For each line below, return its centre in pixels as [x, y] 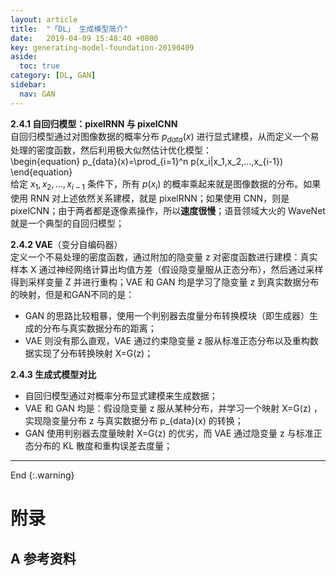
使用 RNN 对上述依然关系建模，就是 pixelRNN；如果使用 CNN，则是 [150, 198]
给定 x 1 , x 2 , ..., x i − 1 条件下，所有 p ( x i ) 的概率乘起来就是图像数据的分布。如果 [166, 185]
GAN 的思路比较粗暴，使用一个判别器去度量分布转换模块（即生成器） [167, 316]
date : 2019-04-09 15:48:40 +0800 [84, 38]
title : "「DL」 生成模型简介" [69, 29]
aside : [24, 57]
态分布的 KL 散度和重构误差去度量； [98, 446]
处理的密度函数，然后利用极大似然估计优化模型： [111, 150]
